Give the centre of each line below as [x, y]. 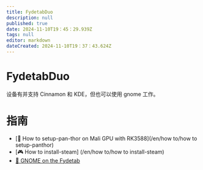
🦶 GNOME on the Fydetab [48, 160]
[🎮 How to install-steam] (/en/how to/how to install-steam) [90, 152]
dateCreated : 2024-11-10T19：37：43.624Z [59, 46]
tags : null [20, 35]
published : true [27, 23]
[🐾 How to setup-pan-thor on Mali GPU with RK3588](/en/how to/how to [106, 138]
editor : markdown [28, 40]
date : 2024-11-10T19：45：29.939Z [50, 29]
